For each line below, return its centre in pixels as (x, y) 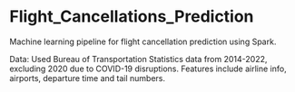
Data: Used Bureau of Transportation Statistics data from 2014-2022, (138, 59)
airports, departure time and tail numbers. (88, 78)
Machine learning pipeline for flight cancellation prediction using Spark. (143, 41)
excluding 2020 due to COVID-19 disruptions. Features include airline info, (148, 69)
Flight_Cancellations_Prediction (132, 17)
